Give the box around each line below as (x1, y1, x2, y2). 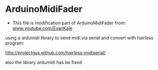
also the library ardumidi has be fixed (5, 59, 82, 65)
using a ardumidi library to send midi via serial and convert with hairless (5, 35, 153, 41)
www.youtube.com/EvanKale (12, 25, 73, 31)
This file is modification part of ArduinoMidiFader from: (12, 20, 126, 26)
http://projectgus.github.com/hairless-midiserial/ (5, 50, 106, 56)
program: (5, 40, 25, 46)
